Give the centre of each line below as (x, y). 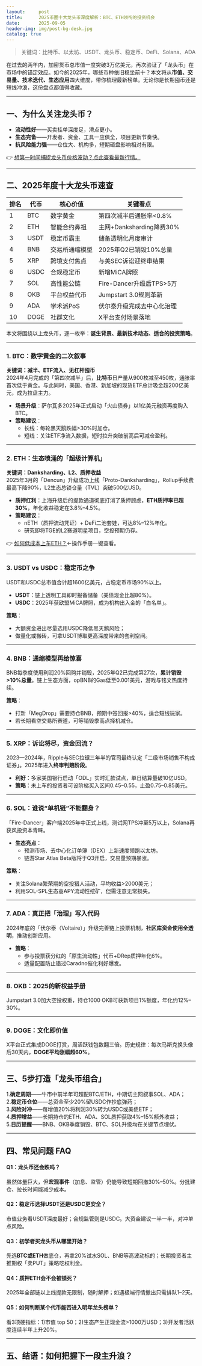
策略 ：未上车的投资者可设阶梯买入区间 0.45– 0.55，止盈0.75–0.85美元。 (103, 785)
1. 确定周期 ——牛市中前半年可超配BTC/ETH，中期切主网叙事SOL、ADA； (96, 1094)
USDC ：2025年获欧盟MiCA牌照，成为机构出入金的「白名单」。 (92, 602)
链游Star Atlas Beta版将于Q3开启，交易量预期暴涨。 (88, 858)
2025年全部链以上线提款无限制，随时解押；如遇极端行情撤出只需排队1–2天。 (101, 1293)
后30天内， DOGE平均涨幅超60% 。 (50, 1052)
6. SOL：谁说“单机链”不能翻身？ (53, 808)
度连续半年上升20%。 (33, 1329)
